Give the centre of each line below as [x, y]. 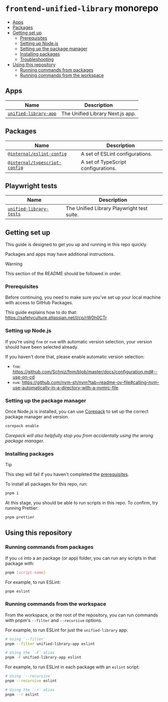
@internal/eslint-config [37, 154]
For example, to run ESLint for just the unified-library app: [67, 630]
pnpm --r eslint [22, 694]
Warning [14, 264]
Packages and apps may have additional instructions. [60, 254]
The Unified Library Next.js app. [98, 114]
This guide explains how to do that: [41, 312]
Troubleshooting [37, 59]
